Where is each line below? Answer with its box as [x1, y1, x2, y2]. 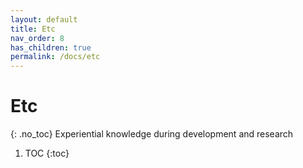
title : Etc [10, 24, 56, 34]
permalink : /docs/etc [10, 52, 101, 62]
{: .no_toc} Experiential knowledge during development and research [10, 128, 294, 140]
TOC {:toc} [24, 147, 70, 160]
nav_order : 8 [10, 33, 65, 43]
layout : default [10, 14, 78, 25]
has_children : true [10, 42, 92, 53]
